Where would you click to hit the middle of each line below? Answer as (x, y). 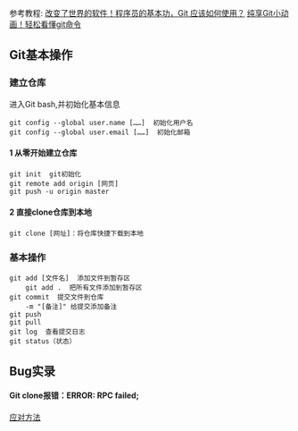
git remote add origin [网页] (64, 183)
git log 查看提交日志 (47, 332)
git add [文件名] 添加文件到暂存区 (70, 279)
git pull (25, 323)
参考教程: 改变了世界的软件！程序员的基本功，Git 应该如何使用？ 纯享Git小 (145, 13)
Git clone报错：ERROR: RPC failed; (74, 395)
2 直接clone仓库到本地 (50, 212)
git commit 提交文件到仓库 (57, 298)
